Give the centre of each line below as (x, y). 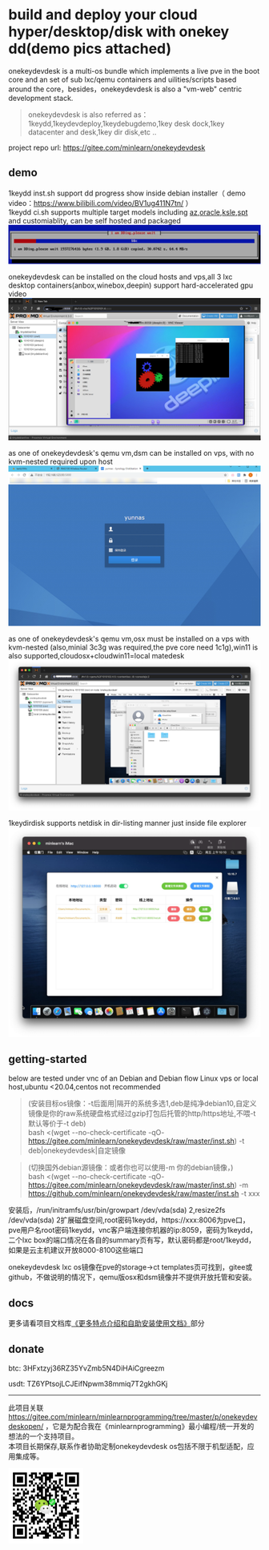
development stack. (41, 98)
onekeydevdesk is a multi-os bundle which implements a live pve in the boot (134, 70)
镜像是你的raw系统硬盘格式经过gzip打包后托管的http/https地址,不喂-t (142, 1113)
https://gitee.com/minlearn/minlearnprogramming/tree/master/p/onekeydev (133, 1416)
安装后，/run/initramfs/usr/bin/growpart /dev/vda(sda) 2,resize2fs (117, 1210)
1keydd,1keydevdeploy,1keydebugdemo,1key (100, 123)
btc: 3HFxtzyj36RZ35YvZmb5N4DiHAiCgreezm (86, 1368)
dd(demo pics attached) (90, 49)
